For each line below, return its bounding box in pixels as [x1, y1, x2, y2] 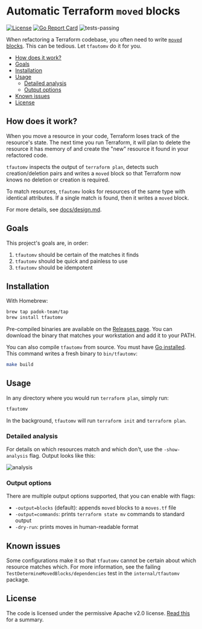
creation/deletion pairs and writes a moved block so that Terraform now [6, 169, 181, 177]
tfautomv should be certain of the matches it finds [14, 251, 139, 258]
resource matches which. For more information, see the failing [6, 563, 161, 571]
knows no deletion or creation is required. [6, 176, 110, 183]
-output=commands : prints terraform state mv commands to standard [14, 511, 185, 518]
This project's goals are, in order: [6, 239, 89, 247]
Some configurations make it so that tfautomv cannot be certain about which [6, 557, 197, 564]
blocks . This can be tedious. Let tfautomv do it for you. [6, 42, 142, 49]
